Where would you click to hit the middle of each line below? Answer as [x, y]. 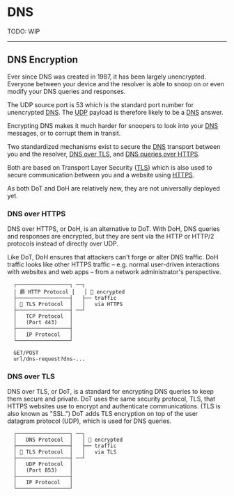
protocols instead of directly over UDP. [63, 243]
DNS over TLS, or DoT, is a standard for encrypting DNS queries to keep [111, 392]
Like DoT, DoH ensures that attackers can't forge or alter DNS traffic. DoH [113, 257]
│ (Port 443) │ [43, 323]
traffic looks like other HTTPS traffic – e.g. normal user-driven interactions [114, 264]
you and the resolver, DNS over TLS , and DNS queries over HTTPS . [103, 154]
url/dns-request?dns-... [49, 359]
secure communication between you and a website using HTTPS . [101, 175]
